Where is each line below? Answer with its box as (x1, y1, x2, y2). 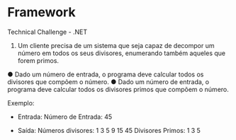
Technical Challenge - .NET (7, 28, 88, 36)
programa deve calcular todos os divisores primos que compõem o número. (7, 85, 229, 93)
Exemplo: (7, 98, 35, 107)
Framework (7, 4, 76, 21)
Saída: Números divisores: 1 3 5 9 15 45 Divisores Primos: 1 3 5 (17, 126, 201, 134)
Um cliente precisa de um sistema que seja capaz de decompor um (17, 41, 215, 49)
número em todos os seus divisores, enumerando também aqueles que (17, 49, 226, 57)
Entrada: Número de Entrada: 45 (17, 112, 113, 121)
